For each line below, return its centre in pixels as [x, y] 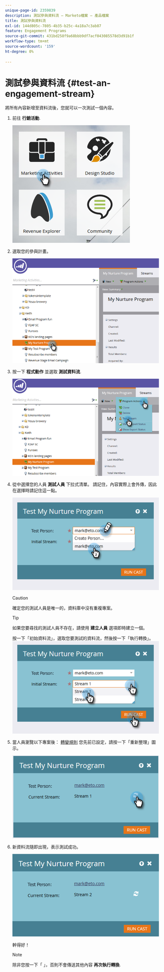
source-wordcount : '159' [30, 46]
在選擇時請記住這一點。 [36, 490]
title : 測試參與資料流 [26, 21]
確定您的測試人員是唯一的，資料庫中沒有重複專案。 [63, 608]
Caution [20, 598]
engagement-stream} [50, 94]
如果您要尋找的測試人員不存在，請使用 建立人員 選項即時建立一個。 [80, 628]
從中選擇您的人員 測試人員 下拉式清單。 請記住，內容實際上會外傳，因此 [84, 484]
